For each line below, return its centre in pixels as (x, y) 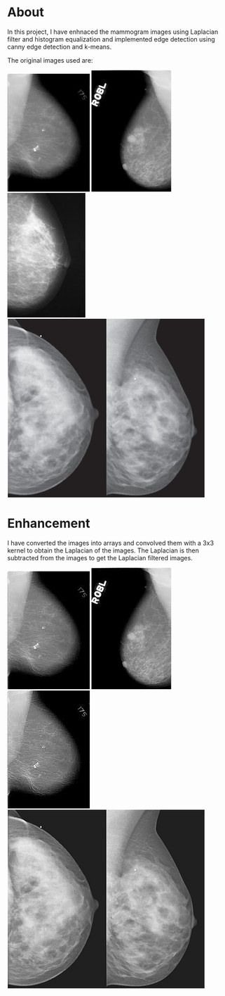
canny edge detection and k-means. (60, 46)
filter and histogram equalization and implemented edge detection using (111, 39)
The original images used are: (50, 60)
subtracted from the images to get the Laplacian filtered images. (100, 557)
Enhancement (49, 523)
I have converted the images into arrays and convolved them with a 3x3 (111, 543)
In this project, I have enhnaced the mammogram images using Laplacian (113, 32)
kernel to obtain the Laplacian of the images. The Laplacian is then (103, 550)
